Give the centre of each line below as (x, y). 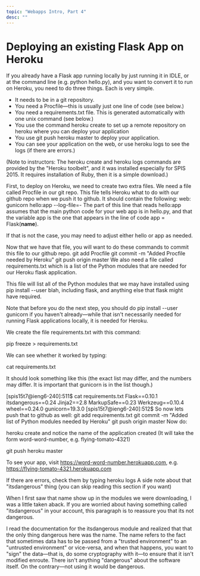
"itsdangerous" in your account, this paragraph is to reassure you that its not (100, 511)
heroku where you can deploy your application (72, 132)
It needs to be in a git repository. (54, 100)
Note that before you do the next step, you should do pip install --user (92, 308)
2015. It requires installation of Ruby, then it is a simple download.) (87, 175)
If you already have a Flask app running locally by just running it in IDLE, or (98, 76)
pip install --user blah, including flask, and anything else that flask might (95, 290)
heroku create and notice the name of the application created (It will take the (100, 433)
